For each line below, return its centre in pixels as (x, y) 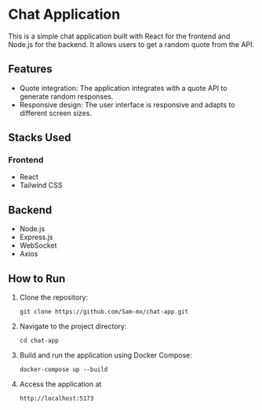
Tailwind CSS (41, 185)
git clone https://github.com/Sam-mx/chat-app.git (104, 312)
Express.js (36, 238)
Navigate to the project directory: (73, 326)
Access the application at (60, 384)
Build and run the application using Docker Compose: (106, 355)
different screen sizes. (56, 113)
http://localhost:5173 (56, 399)
